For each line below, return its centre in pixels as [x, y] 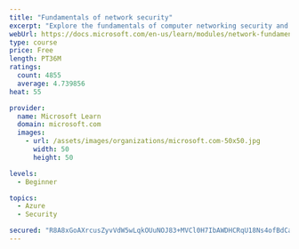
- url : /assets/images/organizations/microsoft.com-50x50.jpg [143, 141]
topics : [24, 198]
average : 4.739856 [52, 84]
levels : [24, 173]
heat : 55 [25, 92]
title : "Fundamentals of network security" [91, 17]
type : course [33, 42]
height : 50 [53, 157]
